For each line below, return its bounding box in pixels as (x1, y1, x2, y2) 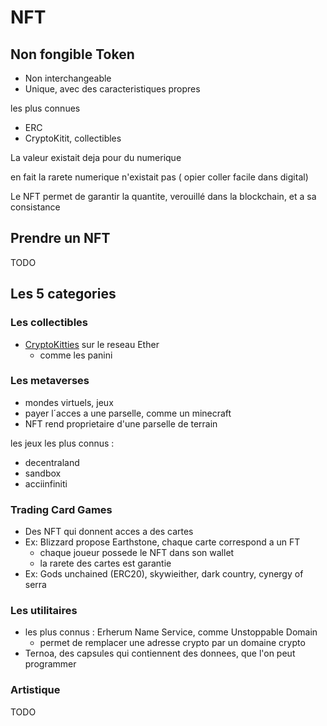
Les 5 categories (10, 286, 117, 303)
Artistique (10, 683, 61, 697)
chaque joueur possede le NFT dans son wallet (39, 547, 235, 559)
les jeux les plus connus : (10, 437, 115, 449)
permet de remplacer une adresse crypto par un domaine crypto (39, 637, 306, 649)
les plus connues (10, 102, 81, 114)
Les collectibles (10, 316, 89, 330)
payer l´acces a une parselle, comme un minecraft (24, 407, 232, 419)
